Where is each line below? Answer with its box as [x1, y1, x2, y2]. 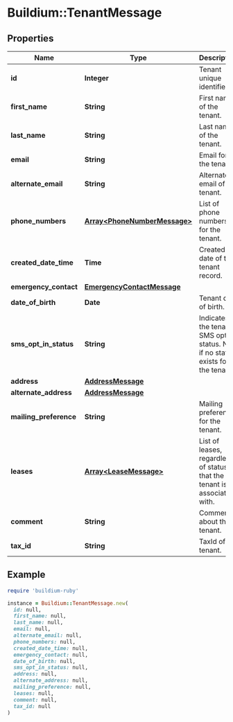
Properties [7, 33, 54, 44]
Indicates [198, 313, 230, 323]
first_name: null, [13, 613, 67, 619]
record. [198, 271, 223, 280]
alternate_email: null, [13, 632, 82, 639]
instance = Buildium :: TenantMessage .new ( [7, 599, 129, 607]
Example [7, 569, 46, 581]
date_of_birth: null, [13, 658, 76, 664]
